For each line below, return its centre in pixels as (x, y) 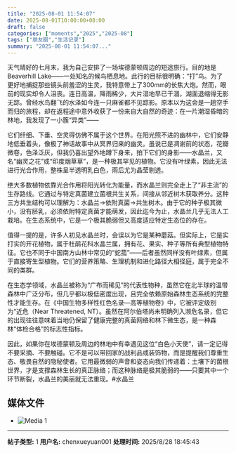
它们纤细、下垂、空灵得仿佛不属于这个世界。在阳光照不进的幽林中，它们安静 (118, 135)
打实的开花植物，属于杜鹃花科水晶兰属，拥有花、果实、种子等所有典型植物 (115, 244)
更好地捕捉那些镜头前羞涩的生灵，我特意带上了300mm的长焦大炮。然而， (114, 85)
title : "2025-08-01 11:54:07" (52, 14)
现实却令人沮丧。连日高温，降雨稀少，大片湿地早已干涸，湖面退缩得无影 (124, 93)
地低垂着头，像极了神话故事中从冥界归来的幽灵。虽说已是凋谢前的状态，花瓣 (118, 144)
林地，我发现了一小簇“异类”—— (53, 120)
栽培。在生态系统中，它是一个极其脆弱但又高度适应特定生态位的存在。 (109, 220)
